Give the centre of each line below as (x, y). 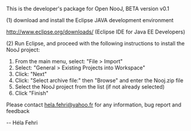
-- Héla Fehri (22, 123)
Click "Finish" (32, 93)
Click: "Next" (31, 74)
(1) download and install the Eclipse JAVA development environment (90, 20)
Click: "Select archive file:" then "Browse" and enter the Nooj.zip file (99, 80)
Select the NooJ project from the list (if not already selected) (90, 87)
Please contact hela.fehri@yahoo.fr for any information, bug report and (94, 105)
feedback (18, 111)
